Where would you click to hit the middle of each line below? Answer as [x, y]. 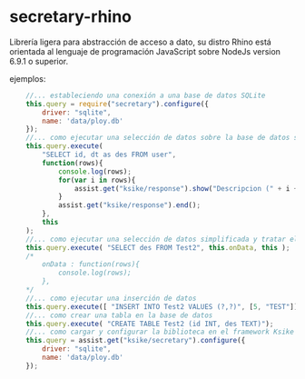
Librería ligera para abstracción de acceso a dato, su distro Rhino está [141, 42]
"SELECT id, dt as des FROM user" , [109, 155]
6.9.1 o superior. [39, 61]
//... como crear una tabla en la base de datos [119, 315]
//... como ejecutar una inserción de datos [111, 298]
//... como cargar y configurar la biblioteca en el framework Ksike [160, 332]
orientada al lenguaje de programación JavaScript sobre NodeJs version [145, 51]
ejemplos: [28, 78]
